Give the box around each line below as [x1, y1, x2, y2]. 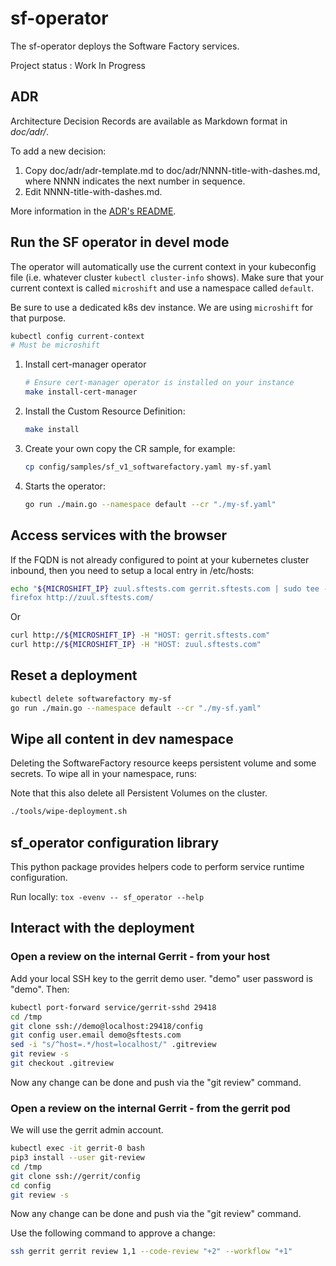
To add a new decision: [10, 145, 107, 157]
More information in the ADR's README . [10, 205, 177, 217]
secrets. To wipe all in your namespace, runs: [10, 768, 197, 780]
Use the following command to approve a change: [10, 1227, 216, 1239]
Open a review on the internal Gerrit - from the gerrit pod [10, 1101, 291, 1115]
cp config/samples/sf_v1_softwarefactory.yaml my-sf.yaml [24, 462, 272, 472]
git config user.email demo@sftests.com [10, 1030, 182, 1041]
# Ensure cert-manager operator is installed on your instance [24, 378, 295, 388]
